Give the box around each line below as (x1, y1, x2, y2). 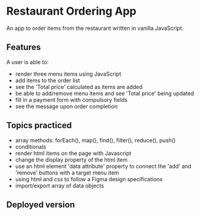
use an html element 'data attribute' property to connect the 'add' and (15, 162, 191, 170)
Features (6, 42, 41, 52)
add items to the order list (15, 76, 81, 84)
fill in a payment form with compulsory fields (15, 96, 128, 103)
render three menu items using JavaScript (15, 70, 121, 77)
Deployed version (6, 200, 75, 210)
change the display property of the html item (15, 156, 128, 163)
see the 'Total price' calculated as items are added (15, 83, 143, 90)
